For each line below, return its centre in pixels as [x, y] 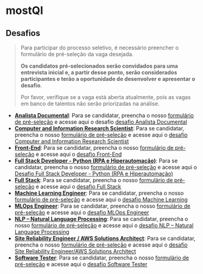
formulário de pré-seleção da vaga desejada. [77, 54]
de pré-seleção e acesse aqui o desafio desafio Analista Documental [101, 122]
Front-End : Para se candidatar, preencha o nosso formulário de [94, 148]
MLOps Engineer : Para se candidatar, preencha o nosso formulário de [102, 206]
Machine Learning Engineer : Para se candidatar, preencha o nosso [99, 193]
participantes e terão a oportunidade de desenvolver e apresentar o [108, 79]
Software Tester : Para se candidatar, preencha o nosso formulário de [102, 258]
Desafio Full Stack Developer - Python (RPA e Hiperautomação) [94, 174]
